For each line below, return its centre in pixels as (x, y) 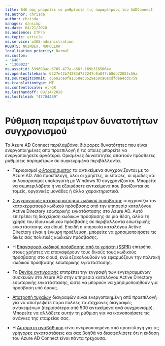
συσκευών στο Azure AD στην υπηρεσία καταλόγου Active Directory (82, 277)
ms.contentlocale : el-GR (31, 87)
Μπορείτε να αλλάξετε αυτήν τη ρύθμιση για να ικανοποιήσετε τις (81, 313)
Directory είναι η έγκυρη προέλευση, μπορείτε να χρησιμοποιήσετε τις (84, 232)
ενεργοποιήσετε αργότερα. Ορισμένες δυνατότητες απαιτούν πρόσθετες (81, 156)
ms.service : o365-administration (39, 42)
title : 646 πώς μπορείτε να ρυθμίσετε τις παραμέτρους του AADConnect (79, 10)
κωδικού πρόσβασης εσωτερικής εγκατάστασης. (62, 263)
